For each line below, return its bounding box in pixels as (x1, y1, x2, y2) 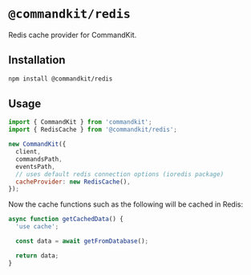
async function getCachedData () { (8, 215, 124, 224)
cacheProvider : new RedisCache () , (15, 178, 131, 186)
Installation (8, 53, 66, 67)
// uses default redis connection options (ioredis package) (15, 170, 225, 179)
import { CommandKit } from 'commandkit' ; (8, 118, 152, 126)
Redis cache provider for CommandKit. (8, 30, 137, 39)
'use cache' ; (15, 223, 59, 231)
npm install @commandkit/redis (8, 75, 113, 83)
